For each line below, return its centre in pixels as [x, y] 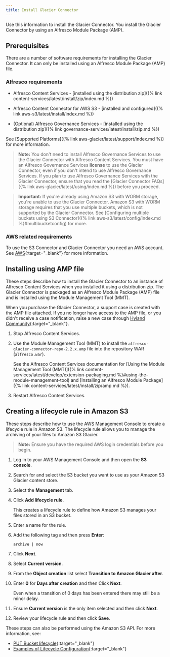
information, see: [23, 633]
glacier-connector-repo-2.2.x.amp [49, 349]
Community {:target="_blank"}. [37, 323]
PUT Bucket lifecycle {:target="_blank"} [54, 643]
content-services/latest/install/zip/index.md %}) [63, 98]
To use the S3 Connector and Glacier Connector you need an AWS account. [85, 248]
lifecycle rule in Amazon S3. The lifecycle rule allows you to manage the [80, 429]
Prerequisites [27, 46]
